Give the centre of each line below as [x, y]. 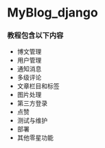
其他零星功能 [35, 138]
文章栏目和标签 [38, 86]
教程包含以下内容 [35, 36]
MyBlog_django [52, 13]
